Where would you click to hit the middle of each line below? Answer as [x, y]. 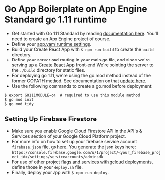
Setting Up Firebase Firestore [51, 119]
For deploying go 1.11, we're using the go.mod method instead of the [81, 75]
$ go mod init [19, 99]
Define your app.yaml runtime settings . [52, 44]
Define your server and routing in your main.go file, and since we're [81, 60]
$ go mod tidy [19, 104]
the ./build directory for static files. [48, 70]
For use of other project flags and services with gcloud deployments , [82, 162]
